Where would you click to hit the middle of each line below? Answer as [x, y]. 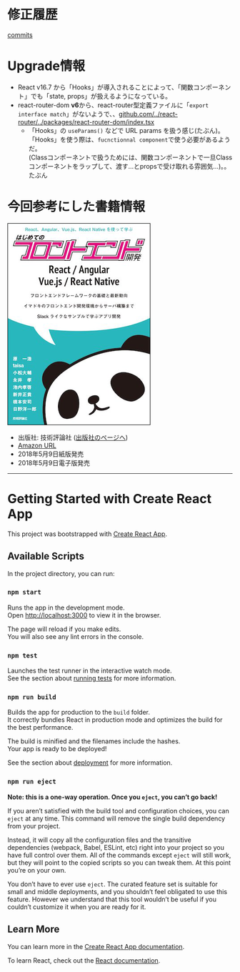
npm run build [32, 697]
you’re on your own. [37, 870]
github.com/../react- [149, 114]
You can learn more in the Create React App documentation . [96, 946]
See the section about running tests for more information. [92, 678]
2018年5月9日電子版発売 [54, 462]
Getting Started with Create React [110, 499]
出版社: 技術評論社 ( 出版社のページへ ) [73, 437]
